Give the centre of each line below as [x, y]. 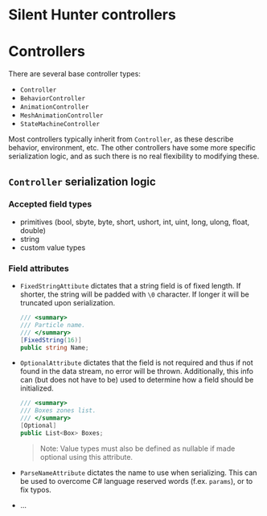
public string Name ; [54, 347]
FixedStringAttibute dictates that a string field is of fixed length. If [130, 286]
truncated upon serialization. [68, 303]
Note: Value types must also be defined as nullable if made [138, 448]
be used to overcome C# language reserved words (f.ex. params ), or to [136, 481]
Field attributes [39, 268]
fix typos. [36, 489]
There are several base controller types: [74, 74]
